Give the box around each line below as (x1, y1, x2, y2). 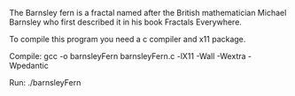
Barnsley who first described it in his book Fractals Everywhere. (9, 17, 242, 27)
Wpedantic (9, 61, 49, 70)
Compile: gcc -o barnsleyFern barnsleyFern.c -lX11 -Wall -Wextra (9, 51, 246, 61)
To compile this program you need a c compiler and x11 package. (9, 34, 246, 44)
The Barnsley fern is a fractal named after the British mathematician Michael (9, 8, 287, 18)
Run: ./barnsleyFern (9, 78, 82, 87)
